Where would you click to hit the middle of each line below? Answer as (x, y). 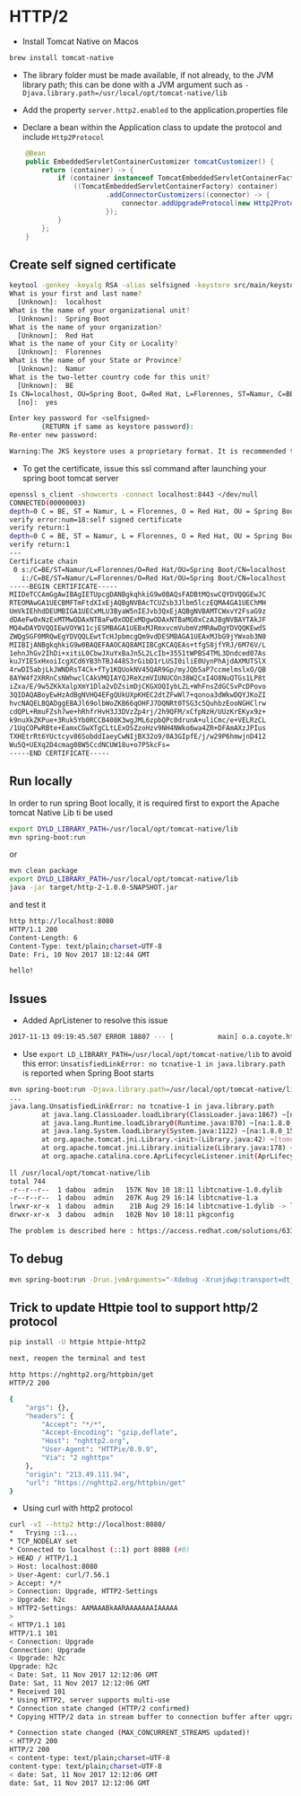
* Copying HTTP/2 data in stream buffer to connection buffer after (140, 1717)
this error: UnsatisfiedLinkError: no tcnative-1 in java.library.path (154, 1063)
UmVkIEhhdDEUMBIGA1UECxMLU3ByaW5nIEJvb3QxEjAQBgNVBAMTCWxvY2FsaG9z (138, 612)
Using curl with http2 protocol (77, 1508)
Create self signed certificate (93, 264)
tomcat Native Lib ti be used (61, 812)
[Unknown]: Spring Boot (64, 319)
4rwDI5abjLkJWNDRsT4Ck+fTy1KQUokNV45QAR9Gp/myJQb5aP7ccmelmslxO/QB (138, 670)
